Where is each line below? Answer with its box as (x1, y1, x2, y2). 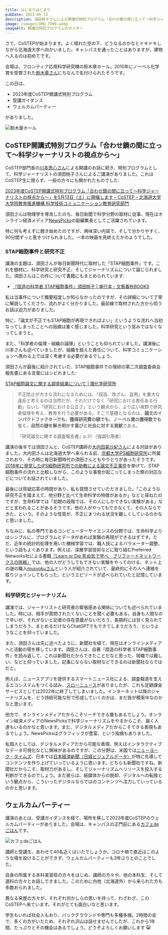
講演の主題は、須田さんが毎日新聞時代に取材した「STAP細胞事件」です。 (5, 260, 156, 266)
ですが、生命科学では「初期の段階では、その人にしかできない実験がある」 (5, 498, 158, 504)
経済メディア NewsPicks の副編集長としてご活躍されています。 (22, 217, 150, 223)
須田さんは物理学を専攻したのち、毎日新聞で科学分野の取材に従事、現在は (5, 211, 158, 217)
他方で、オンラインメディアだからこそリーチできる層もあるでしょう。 (5, 711, 149, 717)
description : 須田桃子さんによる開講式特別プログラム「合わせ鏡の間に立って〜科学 (5, 17, 157, 22)
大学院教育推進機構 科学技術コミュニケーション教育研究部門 (5, 200, 129, 206)
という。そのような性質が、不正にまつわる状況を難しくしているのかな (18, 511, 162, 517)
